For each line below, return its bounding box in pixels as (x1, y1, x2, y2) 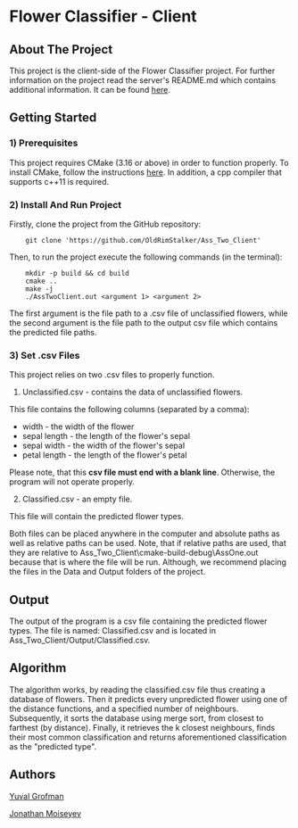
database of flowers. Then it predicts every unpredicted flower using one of (9, 693, 288, 704)
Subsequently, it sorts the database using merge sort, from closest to (9, 712, 264, 724)
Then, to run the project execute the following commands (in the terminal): (9, 252, 283, 262)
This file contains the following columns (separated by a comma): (9, 404, 250, 415)
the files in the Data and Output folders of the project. (9, 567, 206, 577)
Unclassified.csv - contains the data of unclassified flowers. (21, 386, 244, 398)
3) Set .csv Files (9, 349, 80, 361)
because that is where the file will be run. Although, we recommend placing (9, 557, 287, 567)
